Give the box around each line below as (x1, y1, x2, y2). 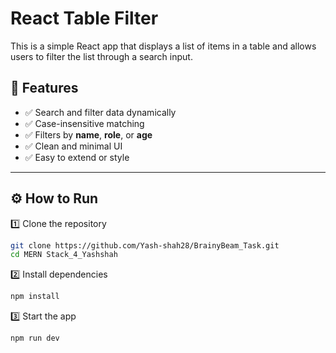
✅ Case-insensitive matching (24, 117, 145, 129)
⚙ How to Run (10, 190, 99, 207)
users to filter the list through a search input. (10, 50, 193, 62)
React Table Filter (10, 7, 159, 30)
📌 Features (10, 80, 79, 97)
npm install (10, 292, 60, 302)
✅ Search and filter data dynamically (24, 106, 177, 118)
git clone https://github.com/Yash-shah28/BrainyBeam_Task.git (10, 240, 280, 251)
